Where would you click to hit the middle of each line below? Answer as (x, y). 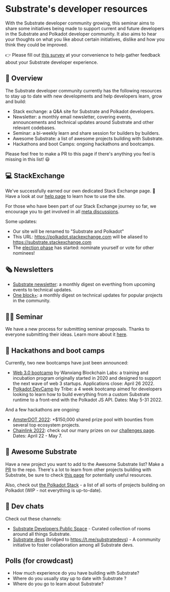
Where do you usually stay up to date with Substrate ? (69, 578)
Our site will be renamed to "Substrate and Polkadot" (68, 231)
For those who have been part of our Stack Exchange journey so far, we (81, 206)
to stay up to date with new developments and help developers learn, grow (84, 96)
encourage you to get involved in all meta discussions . (63, 211)
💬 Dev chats (25, 507)
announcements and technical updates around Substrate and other (83, 122)
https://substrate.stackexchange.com (52, 242)
